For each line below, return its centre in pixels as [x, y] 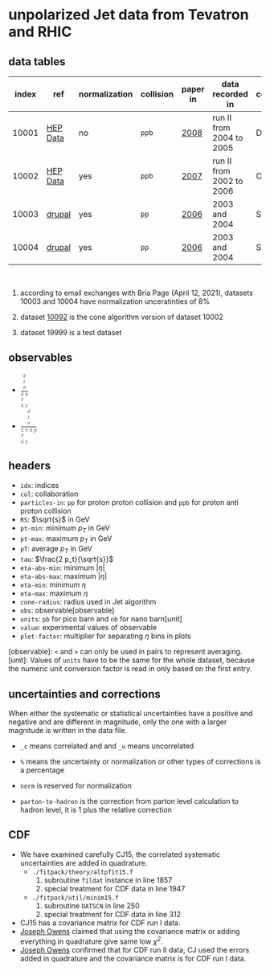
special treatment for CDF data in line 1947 [115, 888]
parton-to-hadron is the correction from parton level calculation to [129, 801]
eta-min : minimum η [53, 585]
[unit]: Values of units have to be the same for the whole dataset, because [132, 660]
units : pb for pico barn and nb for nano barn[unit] [101, 619]
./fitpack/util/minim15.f [75, 898]
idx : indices [39, 485]
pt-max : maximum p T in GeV [66, 539]
